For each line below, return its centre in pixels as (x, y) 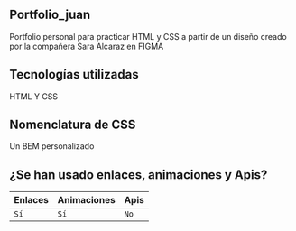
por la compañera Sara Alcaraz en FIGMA (87, 46)
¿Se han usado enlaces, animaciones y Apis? (139, 175)
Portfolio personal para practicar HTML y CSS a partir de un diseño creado (148, 36)
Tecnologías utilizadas (74, 74)
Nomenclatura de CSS (73, 125)
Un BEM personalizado (52, 146)
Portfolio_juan (50, 15)
